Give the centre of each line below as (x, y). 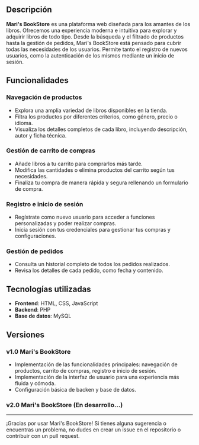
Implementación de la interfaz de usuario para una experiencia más (97, 377)
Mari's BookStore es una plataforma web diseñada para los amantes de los (98, 24)
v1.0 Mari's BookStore (38, 351)
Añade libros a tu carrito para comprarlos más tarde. (79, 164)
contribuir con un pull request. (43, 436)
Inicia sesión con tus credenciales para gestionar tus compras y (92, 230)
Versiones (25, 334)
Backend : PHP (33, 310)
